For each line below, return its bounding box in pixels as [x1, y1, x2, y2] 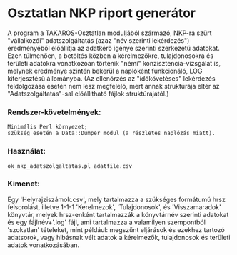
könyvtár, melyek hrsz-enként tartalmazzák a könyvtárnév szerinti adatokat [7, 210, 229, 219]
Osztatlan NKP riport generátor [7, 5, 196, 21]
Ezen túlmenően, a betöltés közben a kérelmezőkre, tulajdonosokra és [7, 51, 214, 60]
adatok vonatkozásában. [7, 241, 80, 249]
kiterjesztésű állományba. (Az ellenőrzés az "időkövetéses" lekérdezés [7, 74, 216, 83]
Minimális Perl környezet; [7, 124, 88, 131]
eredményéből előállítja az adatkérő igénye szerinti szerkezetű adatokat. [7, 44, 220, 52]
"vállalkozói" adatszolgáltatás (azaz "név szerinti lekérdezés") [7, 36, 190, 44]
